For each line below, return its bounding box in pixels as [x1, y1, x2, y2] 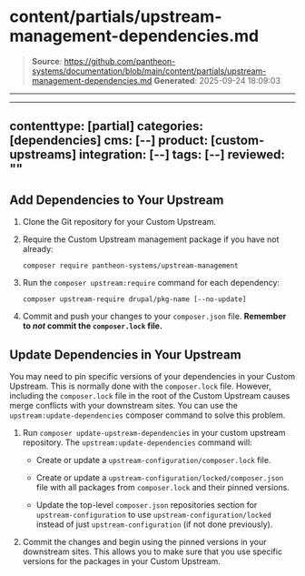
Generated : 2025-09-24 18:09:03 [153, 75, 281, 86]
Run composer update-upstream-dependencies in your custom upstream [22, 427, 286, 438]
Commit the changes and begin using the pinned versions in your [22, 536, 267, 547]
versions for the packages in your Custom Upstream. [22, 555, 221, 566]
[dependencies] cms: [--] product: [9, 133, 209, 148]
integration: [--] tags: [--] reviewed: [78, 147, 286, 163]
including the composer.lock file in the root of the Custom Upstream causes [9, 389, 290, 401]
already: [22, 244, 54, 255]
